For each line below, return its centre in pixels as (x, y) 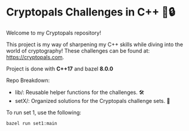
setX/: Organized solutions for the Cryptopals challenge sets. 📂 (92, 100)
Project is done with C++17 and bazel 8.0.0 (60, 68)
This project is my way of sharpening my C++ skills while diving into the (95, 44)
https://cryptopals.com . (35, 57)
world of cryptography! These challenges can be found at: (78, 51)
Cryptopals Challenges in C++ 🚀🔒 (91, 12)
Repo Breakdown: (28, 80)
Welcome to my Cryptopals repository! (54, 33)
